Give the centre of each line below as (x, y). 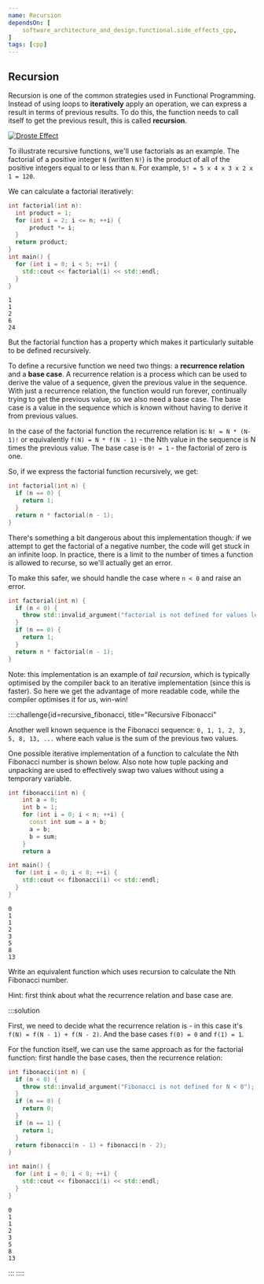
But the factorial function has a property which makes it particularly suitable (131, 342)
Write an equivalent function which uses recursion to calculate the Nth (122, 971)
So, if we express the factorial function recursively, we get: (103, 472)
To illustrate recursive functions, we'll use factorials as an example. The (124, 151)
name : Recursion (35, 15)
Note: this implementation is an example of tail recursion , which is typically (129, 674)
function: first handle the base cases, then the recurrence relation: (115, 1058)
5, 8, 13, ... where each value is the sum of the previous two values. (123, 738)
